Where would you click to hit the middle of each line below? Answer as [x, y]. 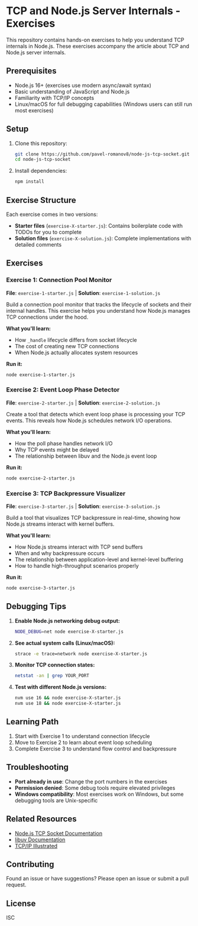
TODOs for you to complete [48, 232]
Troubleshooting [38, 767]
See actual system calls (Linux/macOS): [65, 643]
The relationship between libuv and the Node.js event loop [86, 456]
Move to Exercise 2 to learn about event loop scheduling [83, 742]
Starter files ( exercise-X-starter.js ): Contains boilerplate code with [99, 226]
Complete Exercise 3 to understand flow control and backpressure [95, 749]
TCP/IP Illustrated [36, 846]
